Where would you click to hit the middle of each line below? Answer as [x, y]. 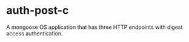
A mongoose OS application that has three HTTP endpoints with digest [94, 27]
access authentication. [35, 33]
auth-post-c [38, 10]
